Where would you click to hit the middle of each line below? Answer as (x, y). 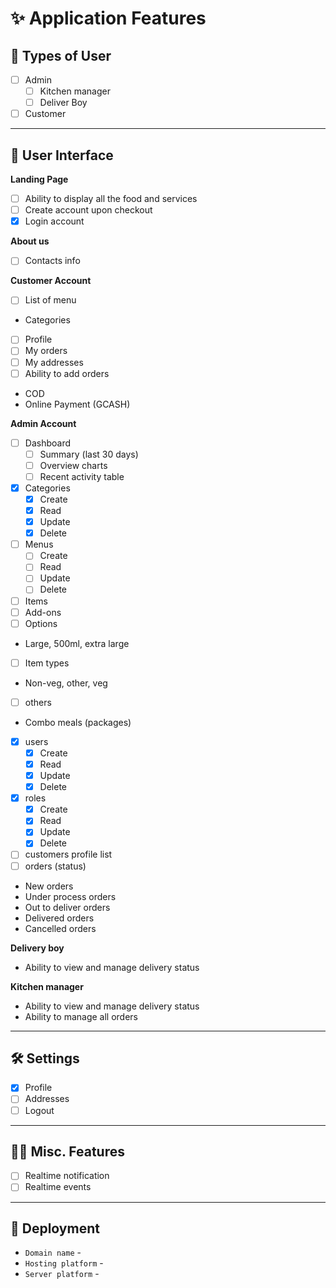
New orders (49, 886)
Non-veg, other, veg (66, 683)
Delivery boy (37, 948)
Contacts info (52, 261)
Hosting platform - (64, 1263)
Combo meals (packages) (78, 722)
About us (30, 241)
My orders (46, 351)
